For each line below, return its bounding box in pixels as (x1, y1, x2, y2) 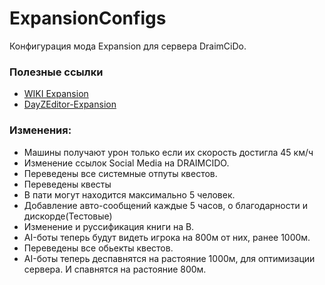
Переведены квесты (23, 178, 112, 190)
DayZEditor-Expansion (23, 98, 117, 111)
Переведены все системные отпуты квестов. (23, 167, 218, 179)
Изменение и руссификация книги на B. (23, 220, 195, 232)
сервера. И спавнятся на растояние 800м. (23, 263, 207, 275)
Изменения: (9, 123, 72, 137)
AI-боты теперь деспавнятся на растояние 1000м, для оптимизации (23, 252, 316, 264)
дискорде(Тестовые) (23, 210, 113, 222)
